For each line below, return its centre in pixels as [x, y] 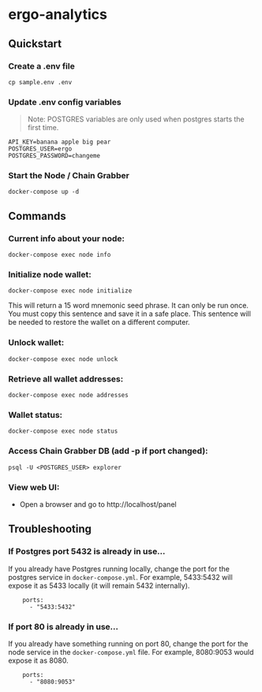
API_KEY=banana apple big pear [60, 142]
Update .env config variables [65, 102]
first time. [43, 128]
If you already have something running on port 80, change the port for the [128, 643]
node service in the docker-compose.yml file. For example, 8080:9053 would [131, 652]
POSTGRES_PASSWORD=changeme [54, 156]
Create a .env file [41, 66]
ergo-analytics [58, 15]
